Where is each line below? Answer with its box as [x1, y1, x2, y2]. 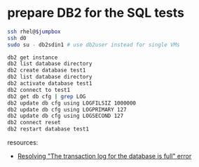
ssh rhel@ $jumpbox [7, 28, 61, 35]
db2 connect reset [7, 119, 61, 126]
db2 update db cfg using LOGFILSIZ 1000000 [7, 100, 137, 107]
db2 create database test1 [7, 67, 86, 74]
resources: [7, 138, 39, 147]
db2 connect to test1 [7, 86, 71, 93]
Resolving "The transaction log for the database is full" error [17, 152, 192, 161]
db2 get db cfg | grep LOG [7, 93, 86, 100]
